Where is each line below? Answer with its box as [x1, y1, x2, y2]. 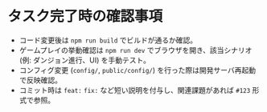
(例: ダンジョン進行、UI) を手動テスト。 [18, 55, 150, 65]
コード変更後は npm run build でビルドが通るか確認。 [18, 35, 198, 45]
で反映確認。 [18, 75, 62, 85]
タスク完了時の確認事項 [7, 7, 163, 26]
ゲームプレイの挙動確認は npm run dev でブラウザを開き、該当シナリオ [18, 45, 253, 54]
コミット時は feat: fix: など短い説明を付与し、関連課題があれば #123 [18, 85, 251, 94]
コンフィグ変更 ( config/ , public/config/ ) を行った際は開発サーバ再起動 [18, 65, 257, 74]
